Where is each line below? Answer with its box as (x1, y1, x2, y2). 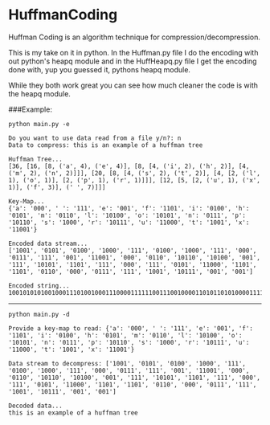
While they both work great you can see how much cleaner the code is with (8, 80, 259, 90)
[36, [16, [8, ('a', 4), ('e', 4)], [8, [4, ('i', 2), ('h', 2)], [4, (8, 162, 250, 170)
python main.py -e (8, 120, 70, 128)
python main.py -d (8, 310, 70, 318)
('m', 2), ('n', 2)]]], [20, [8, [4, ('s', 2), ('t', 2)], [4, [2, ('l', (8, 169, 261, 178)
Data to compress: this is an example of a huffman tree (8, 141, 203, 149)
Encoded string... (8, 281, 70, 290)
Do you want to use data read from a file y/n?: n (8, 134, 182, 142)
